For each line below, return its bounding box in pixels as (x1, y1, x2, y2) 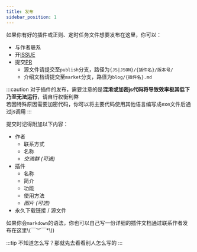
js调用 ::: (11, 107, 32, 115)
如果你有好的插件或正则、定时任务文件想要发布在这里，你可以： (6, 31, 162, 38)
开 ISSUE (14, 51, 35, 58)
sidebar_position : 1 (6, 14, 57, 20)
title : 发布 (6, 8, 34, 15)
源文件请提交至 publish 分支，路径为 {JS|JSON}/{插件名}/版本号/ (23, 66, 173, 73)
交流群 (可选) (23, 155, 55, 162)
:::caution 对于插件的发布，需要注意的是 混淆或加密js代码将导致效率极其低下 (6, 86, 190, 93)
